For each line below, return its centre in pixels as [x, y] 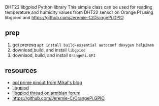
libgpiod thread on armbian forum [46, 93]
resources [21, 71]
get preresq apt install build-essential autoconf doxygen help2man [83, 45]
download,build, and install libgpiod [49, 50]
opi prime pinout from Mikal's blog [47, 82]
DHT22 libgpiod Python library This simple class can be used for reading [79, 7]
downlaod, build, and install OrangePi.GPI [54, 55]
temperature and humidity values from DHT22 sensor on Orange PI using [79, 12]
